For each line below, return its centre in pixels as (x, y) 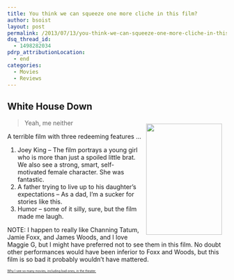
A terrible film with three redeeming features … (74, 137)
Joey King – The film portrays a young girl (77, 150)
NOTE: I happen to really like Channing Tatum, (73, 230)
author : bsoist (29, 20)
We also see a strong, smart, (58, 165)
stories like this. (40, 201)
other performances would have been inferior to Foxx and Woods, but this (113, 252)
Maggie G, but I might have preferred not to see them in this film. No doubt (114, 245)
